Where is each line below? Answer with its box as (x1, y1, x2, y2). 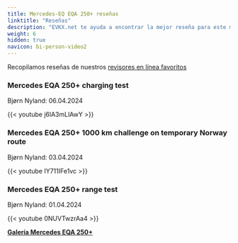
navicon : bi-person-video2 (7, 43, 87, 50)
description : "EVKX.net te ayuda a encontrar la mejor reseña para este (7, 23, 227, 30)
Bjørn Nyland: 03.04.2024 (7, 153, 84, 162)
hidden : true (7, 37, 46, 44)
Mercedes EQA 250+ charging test (7, 80, 129, 90)
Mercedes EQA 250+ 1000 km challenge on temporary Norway (7, 128, 228, 138)
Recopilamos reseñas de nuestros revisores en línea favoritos (7, 63, 187, 71)
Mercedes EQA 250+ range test (7, 184, 118, 194)
